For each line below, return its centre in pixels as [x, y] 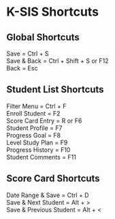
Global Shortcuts [43, 37]
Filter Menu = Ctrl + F [36, 106]
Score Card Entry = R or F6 [44, 120]
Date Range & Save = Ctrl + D [48, 195]
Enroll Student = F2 [33, 113]
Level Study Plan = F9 [37, 142]
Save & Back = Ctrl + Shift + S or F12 [58, 61]
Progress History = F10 [38, 150]
